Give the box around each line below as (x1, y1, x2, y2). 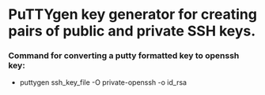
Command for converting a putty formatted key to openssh (8, 50, 240, 61)
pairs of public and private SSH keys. (8, 22, 256, 40)
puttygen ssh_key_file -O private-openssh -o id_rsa (19, 78, 187, 87)
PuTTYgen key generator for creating (8, 5, 257, 24)
